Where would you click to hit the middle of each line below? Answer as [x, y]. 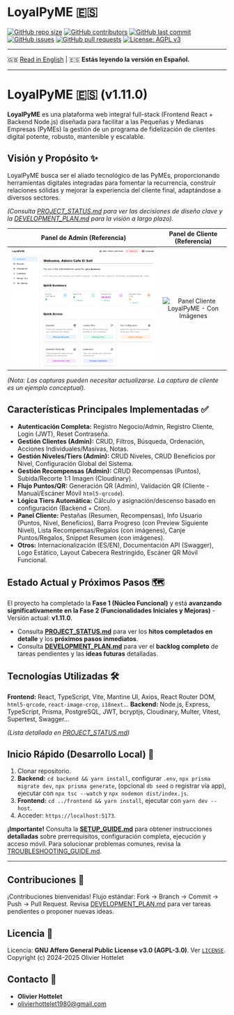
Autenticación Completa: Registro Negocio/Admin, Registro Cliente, [116, 426]
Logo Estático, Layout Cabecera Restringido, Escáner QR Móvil [108, 552]
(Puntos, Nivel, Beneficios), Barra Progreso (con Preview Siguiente [113, 522]
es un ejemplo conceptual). [46, 388]
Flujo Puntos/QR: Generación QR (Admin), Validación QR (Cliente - [113, 486]
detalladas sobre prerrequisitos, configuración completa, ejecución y [107, 836]
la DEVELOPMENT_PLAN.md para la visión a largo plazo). [91, 218]
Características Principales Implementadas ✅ [108, 410]
